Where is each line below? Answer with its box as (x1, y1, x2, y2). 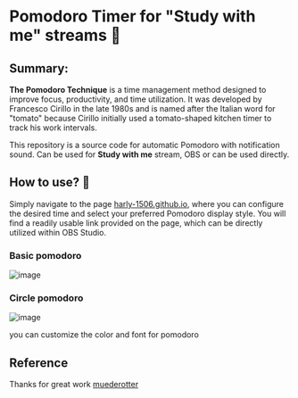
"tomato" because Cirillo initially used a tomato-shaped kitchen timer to (9, 113, 272, 123)
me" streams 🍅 (9, 25, 121, 46)
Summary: (9, 61, 69, 76)
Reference (9, 355, 69, 370)
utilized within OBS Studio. (9, 227, 107, 237)
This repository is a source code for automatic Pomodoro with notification (9, 140, 281, 150)
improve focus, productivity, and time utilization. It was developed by (9, 94, 262, 104)
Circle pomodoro (9, 292, 84, 304)
